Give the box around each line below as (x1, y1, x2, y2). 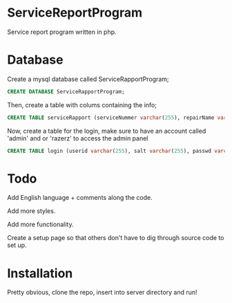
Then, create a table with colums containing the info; (7, 100, 157, 109)
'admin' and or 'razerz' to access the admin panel (7, 134, 148, 143)
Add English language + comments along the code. (7, 194, 153, 202)
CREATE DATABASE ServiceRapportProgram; (7, 88, 126, 95)
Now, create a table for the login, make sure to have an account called (7, 127, 206, 135)
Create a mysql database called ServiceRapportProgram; (7, 75, 169, 83)
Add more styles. (7, 207, 56, 215)
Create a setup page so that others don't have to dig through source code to (7, 234, 224, 242)
